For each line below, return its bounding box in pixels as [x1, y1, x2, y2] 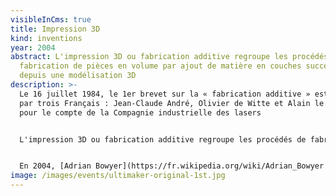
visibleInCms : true [10, 14, 92, 25]
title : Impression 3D [10, 24, 101, 34]
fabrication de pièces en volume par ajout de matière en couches [19, 61, 302, 71]
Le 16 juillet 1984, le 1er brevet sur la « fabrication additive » [19, 89, 311, 99]
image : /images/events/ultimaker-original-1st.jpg [10, 171, 226, 181]
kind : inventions [10, 33, 83, 43]
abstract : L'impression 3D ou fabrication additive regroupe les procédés [10, 52, 329, 62]
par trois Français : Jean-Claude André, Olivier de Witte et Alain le [19, 98, 325, 108]
